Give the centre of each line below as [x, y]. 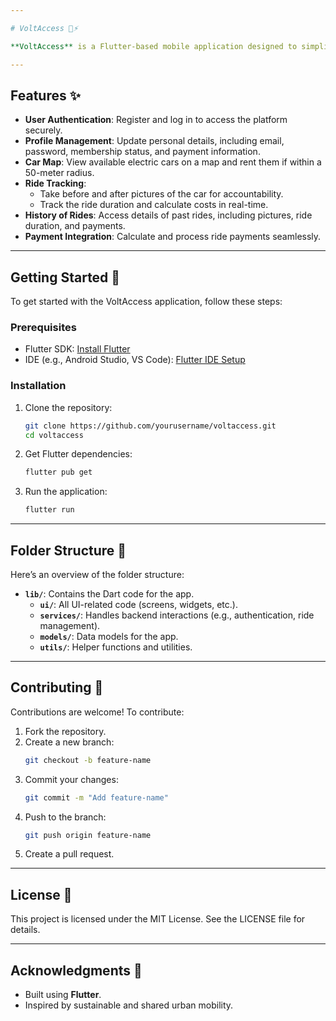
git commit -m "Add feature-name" [96, 797]
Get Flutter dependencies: [78, 454]
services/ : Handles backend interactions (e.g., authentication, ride [177, 615]
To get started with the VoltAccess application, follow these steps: [146, 302]
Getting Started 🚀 [65, 277]
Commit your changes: [71, 779]
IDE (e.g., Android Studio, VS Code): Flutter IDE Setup [135, 360]
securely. [43, 130]
